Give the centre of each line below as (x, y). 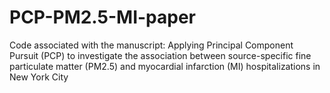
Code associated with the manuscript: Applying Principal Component (151, 45)
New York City (39, 77)
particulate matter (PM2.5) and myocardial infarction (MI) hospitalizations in (165, 66)
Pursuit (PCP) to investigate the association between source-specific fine (160, 55)
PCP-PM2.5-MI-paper (103, 17)
